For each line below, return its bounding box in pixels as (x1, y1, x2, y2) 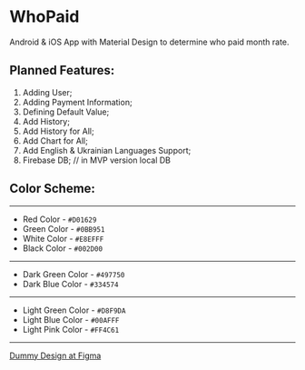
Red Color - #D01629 (22, 214, 97, 225)
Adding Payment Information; (22, 96, 133, 107)
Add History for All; (22, 125, 94, 136)
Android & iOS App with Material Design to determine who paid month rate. (9, 36, 290, 47)
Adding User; (22, 86, 73, 97)
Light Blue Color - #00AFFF (22, 314, 120, 325)
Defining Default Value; (22, 106, 110, 117)
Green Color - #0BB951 (22, 223, 105, 234)
